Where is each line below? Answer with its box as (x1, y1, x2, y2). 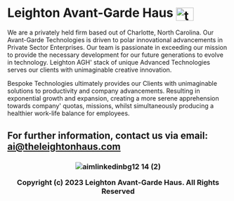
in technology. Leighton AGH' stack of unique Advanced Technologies (7, 58, 211, 67)
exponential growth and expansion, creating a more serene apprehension (7, 94, 219, 103)
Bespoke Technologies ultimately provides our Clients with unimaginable (7, 79, 218, 88)
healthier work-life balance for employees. (7, 109, 130, 117)
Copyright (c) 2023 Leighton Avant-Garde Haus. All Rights (16, 177, 220, 187)
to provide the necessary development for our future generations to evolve (7, 51, 223, 59)
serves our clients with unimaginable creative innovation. (7, 65, 172, 74)
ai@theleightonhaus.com (7, 141, 121, 153)
